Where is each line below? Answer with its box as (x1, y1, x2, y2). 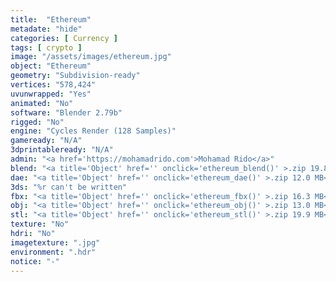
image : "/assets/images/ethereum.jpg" (10, 52, 172, 62)
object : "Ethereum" (10, 61, 92, 71)
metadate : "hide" (10, 24, 83, 34)
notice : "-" (10, 256, 60, 266)
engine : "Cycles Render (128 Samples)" (10, 126, 177, 136)
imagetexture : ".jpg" (10, 237, 101, 248)
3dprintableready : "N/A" (10, 145, 114, 155)
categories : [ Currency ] (10, 33, 118, 43)
